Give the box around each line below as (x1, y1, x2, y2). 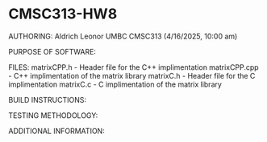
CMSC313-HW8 (8, 5, 118, 23)
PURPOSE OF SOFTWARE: (8, 47, 97, 56)
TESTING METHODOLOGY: (8, 110, 98, 120)
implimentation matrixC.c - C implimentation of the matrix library (8, 79, 222, 89)
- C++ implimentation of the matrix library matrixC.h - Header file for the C (8, 71, 256, 80)
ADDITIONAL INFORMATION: (8, 126, 105, 136)
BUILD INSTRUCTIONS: (8, 95, 87, 104)
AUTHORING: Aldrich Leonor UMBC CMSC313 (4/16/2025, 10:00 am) (8, 31, 238, 41)
